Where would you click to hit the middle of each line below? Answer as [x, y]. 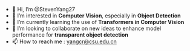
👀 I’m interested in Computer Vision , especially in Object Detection [97, 16]
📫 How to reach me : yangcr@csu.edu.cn [64, 41]
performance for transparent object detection [70, 35]
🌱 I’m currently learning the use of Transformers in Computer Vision [98, 22]
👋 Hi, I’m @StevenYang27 [44, 9]
